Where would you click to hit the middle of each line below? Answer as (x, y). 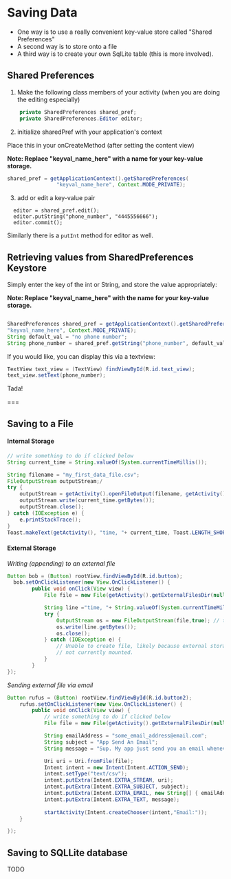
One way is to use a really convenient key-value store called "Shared (114, 32)
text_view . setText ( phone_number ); (57, 375)
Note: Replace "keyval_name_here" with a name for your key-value (105, 158)
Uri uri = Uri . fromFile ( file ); (89, 761)
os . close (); (73, 633)
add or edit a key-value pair (56, 198)
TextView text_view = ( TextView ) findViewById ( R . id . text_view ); (101, 369)
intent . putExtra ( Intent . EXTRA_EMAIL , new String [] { (121, 793)
